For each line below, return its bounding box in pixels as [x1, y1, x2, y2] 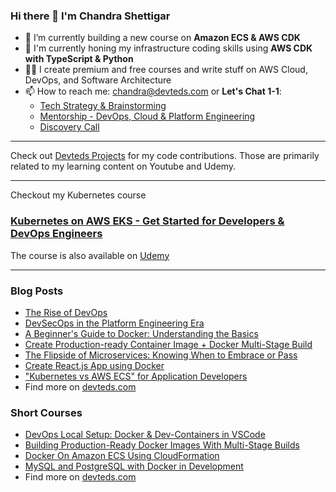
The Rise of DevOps [24, 306, 108, 318]
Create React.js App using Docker [24, 359, 165, 371]
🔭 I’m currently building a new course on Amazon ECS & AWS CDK [24, 32, 301, 44]
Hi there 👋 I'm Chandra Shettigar [10, 9, 171, 23]
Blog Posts [10, 284, 64, 298]
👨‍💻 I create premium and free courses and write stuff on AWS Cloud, [24, 64, 308, 76]
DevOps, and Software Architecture [24, 74, 172, 86]
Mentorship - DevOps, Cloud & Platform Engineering [39, 110, 256, 123]
